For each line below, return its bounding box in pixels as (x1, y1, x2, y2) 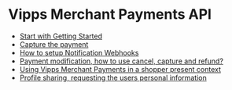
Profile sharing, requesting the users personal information (19, 73, 207, 82)
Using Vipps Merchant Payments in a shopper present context (19, 64, 222, 74)
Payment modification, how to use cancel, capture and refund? (19, 56, 224, 66)
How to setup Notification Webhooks (19, 48, 139, 57)
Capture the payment (19, 39, 89, 49)
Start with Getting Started (19, 31, 103, 41)
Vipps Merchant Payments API (8, 5, 212, 23)
